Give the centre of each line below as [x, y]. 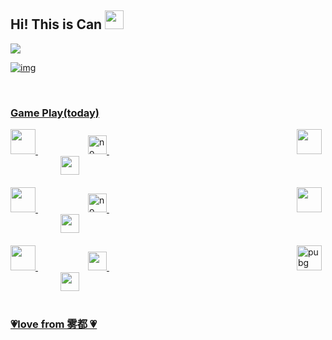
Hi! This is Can [56, 24]
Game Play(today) [55, 113]
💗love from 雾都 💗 [54, 324]
